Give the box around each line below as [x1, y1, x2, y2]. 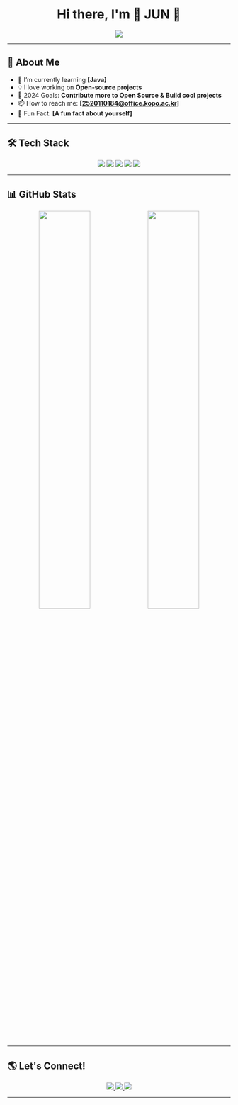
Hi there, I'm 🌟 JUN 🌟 [57, 6, 181, 23]
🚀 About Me [7, 57, 60, 69]
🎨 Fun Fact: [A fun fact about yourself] [17, 109, 132, 118]
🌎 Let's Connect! [7, 1060, 86, 1072]
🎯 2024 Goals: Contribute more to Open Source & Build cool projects [17, 91, 222, 99]
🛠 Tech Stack [7, 137, 69, 149]
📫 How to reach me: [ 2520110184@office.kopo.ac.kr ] [17, 98, 179, 107]
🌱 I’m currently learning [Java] [17, 75, 107, 84]
